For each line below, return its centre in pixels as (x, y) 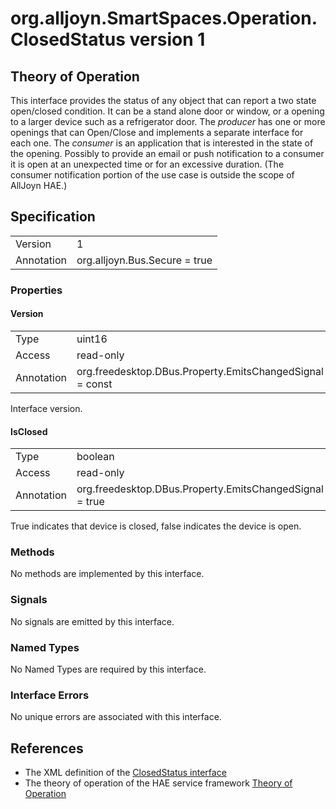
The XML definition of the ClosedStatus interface (125, 773)
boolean (95, 457)
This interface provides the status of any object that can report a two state (163, 100)
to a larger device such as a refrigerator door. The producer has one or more (168, 121)
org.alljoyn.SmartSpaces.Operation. (164, 18)
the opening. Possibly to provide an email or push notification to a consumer (167, 153)
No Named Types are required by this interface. (108, 669)
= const (94, 384)
